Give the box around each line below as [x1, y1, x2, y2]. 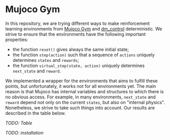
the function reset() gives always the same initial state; [12, 46, 129, 52]
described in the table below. [5, 110, 66, 116]
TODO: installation [5, 129, 44, 135]
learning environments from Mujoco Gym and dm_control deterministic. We [5, 25, 162, 31]
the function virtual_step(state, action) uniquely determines [12, 62, 145, 68]
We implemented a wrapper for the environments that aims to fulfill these [5, 78, 158, 84]
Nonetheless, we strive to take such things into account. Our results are [5, 104, 155, 111]
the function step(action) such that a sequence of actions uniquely [12, 52, 155, 58]
